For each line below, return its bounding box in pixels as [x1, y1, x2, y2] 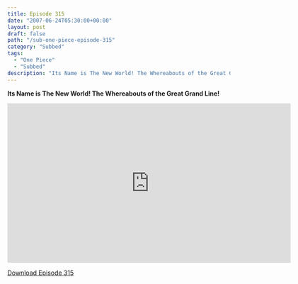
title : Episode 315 [7, 10, 65, 18]
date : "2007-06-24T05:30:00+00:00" [7, 17, 113, 24]
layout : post [7, 23, 46, 30]
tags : [7, 50, 23, 57]
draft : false [7, 30, 46, 38]
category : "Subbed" [7, 43, 65, 50]
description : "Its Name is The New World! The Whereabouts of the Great [7, 69, 227, 76]
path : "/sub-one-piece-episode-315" [7, 37, 115, 44]
